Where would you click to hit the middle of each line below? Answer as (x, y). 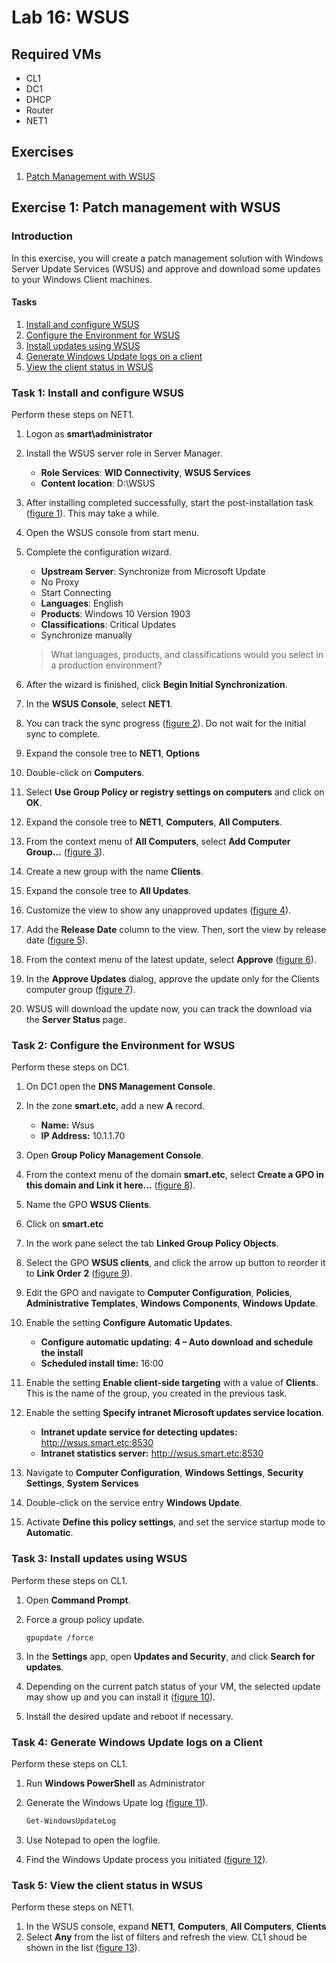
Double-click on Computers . (85, 772)
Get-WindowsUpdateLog (70, 1821)
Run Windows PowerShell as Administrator (115, 1783)
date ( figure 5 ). (56, 940)
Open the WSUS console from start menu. (112, 532)
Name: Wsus (67, 1125)
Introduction (42, 236)
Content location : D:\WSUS (98, 483)
